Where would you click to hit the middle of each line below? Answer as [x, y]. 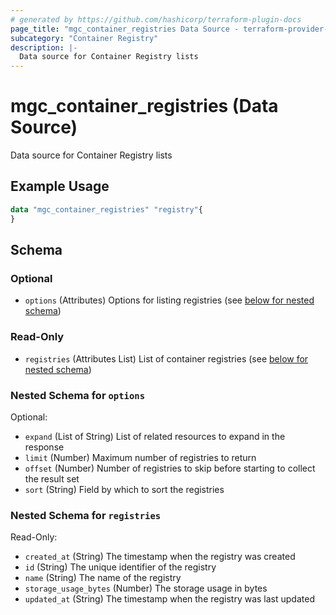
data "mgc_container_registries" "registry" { [106, 209]
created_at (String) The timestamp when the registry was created [160, 557]
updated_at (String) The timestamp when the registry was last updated [169, 599]
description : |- [44, 47]
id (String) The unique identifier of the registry [120, 567]
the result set [52, 478]
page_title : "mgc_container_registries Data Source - [125, 29]
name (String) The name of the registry [103, 578]
